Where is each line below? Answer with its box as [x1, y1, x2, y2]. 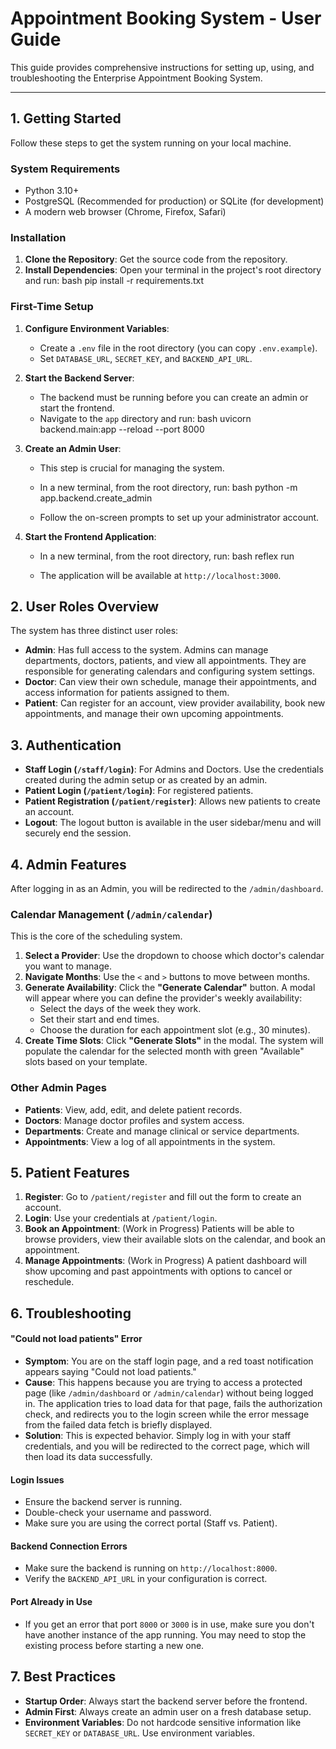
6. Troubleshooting [10, 1305, 132, 1322]
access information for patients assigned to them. [24, 687, 230, 699]
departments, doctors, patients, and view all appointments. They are [24, 655, 307, 667]
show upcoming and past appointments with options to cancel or [24, 1265, 293, 1277]
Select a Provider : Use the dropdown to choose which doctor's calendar [24, 950, 325, 962]
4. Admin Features [10, 856, 127, 873]
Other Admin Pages [10, 1081, 107, 1095]
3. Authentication [10, 737, 122, 754]
